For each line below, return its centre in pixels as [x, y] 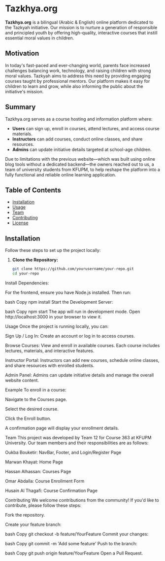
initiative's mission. [24, 91]
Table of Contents [33, 190]
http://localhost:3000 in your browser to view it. [53, 316]
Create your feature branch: [33, 524]
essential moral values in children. [40, 38]
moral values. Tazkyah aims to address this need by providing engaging [78, 76]
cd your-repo [26, 274]
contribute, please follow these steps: [43, 505]
